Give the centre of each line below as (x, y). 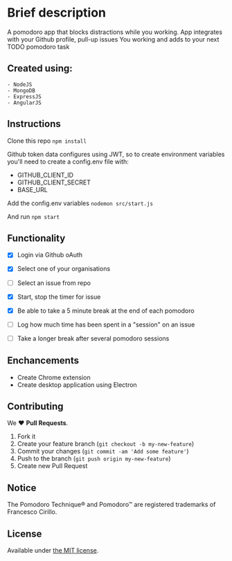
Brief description (56, 13)
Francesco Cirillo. (32, 512)
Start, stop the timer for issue (59, 297)
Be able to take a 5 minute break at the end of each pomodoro (106, 311)
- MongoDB (21, 90)
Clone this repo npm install (47, 141)
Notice (22, 488)
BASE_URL (33, 189)
